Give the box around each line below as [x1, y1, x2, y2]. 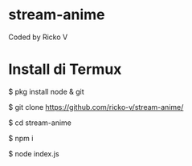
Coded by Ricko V [8, 32, 68, 42]
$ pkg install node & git [8, 87, 84, 96]
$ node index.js [8, 148, 59, 158]
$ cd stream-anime [8, 118, 72, 128]
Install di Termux [8, 60, 122, 79]
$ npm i [8, 133, 34, 143]
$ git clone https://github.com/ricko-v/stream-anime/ [8, 102, 184, 111]
